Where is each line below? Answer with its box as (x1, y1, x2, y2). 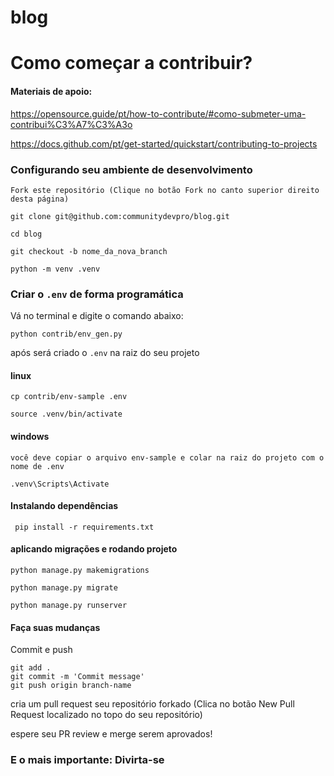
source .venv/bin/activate (10, 409, 123, 420)
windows (10, 430, 50, 442)
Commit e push (10, 644, 73, 656)
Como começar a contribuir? (10, 52, 253, 75)
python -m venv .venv (10, 264, 101, 274)
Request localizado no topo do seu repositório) (10, 709, 203, 721)
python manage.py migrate (10, 582, 118, 593)
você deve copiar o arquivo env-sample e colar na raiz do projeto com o (10, 452, 325, 463)
